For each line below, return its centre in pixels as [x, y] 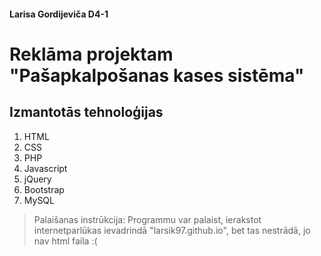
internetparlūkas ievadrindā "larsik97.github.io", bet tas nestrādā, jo [172, 230]
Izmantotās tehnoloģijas [86, 112]
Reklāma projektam [91, 54]
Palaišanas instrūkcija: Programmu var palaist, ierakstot [147, 219]
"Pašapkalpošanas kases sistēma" [157, 75]
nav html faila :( [65, 241]
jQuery [37, 179]
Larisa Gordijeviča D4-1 [59, 14]
